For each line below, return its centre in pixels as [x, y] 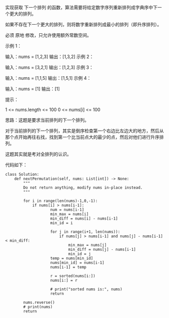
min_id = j [80, 254]
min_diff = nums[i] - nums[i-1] [84, 219]
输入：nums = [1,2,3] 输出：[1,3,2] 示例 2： [50, 57]
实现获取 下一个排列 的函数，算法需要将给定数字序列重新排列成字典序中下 [81, 7]
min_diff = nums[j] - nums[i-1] [102, 249]
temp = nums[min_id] [72, 258]
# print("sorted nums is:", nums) [86, 289]
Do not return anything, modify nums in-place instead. [83, 188]
